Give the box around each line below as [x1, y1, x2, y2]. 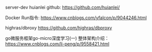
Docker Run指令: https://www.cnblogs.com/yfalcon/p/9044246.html [5, 15, 147, 21]
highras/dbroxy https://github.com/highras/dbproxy [5, 25, 112, 31]
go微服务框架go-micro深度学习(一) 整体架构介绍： [5, 35, 109, 41]
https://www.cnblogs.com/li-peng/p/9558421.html [5, 41, 110, 47]
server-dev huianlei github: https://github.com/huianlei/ [5, 5, 120, 10]
